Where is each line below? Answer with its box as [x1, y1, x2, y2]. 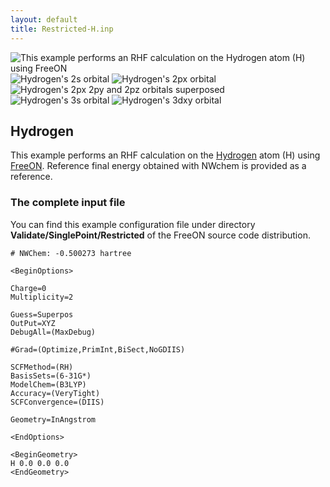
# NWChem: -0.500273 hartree [10, 248, 132, 258]
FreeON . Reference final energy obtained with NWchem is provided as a [10, 160, 307, 172]
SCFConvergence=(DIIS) [10, 397, 105, 407]
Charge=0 [10, 283, 47, 293]
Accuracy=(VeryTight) [10, 388, 101, 398]
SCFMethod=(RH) [10, 362, 74, 372]
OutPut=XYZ [10, 318, 56, 328]
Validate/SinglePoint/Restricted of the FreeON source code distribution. [10, 229, 311, 241]
